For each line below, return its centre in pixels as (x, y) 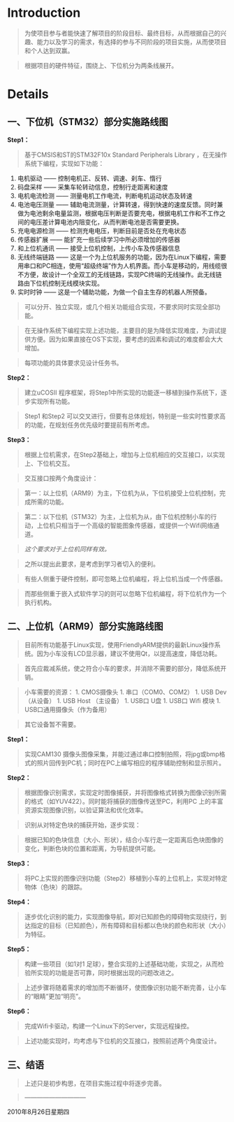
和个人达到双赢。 (49, 50)
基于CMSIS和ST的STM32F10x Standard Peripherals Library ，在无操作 (126, 155)
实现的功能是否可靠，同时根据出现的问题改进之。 (107, 972)
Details (28, 94)
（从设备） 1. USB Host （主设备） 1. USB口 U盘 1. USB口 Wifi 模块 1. (123, 700)
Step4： (19, 902)
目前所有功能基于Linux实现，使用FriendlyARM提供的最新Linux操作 (119, 644)
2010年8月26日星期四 (38, 1112)
